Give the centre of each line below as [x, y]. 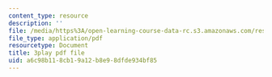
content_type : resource [49, 16]
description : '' [36, 23]
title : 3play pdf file [47, 53]
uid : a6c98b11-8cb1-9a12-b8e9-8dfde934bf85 [83, 61]
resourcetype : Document [49, 46]
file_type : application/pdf [56, 38]
